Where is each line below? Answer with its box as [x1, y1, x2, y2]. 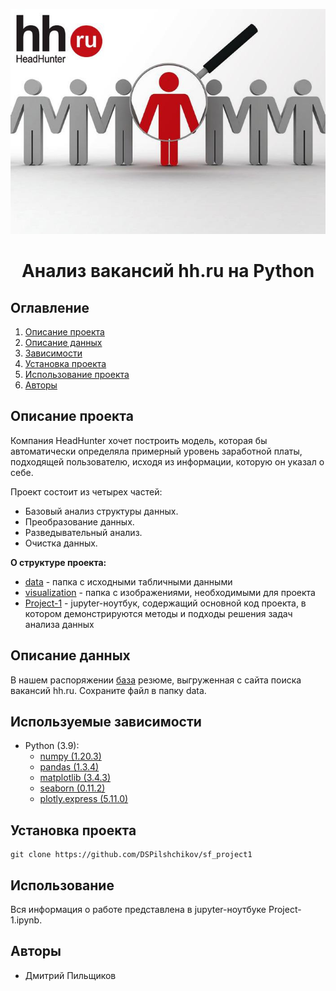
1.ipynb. [10, 914, 43, 926]
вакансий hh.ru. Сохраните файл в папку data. [10, 684, 207, 696]
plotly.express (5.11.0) [39, 793, 129, 805]
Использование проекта [24, 369, 130, 380]
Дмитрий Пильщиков [24, 969, 117, 981]
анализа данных [24, 618, 95, 630]
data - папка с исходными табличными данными [24, 575, 233, 588]
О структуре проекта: [10, 556, 107, 568]
